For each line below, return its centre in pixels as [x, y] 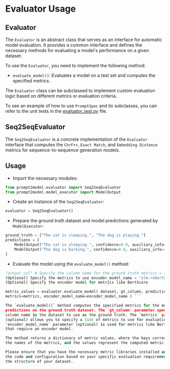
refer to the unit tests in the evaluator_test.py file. [56, 111]
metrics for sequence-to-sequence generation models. [63, 150]
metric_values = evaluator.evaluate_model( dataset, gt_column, [74, 292]
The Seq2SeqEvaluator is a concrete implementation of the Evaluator [76, 139]
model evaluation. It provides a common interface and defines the [74, 45]
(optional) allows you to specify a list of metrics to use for [74, 319]
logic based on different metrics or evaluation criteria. [61, 96]
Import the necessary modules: [45, 178]
